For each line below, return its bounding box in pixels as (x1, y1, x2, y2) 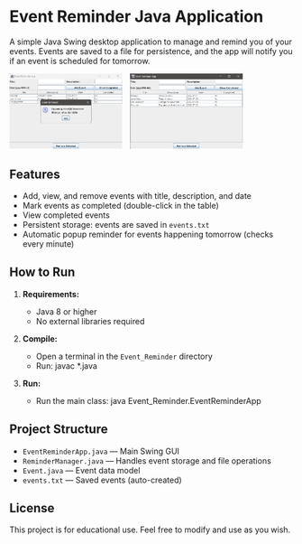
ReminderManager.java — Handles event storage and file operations (22, 455, 272, 466)
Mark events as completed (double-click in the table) (22, 200, 219, 211)
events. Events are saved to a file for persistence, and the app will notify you (9, 45, 293, 56)
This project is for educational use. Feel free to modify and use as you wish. (9, 524, 291, 535)
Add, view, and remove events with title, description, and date (22, 190, 252, 201)
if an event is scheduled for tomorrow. (9, 55, 151, 66)
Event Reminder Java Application (9, 6, 264, 27)
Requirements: (22, 288, 79, 299)
